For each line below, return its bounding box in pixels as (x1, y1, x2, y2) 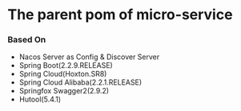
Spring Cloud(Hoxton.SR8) (18, 69, 107, 79)
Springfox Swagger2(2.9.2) (18, 86, 110, 96)
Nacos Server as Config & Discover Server (18, 52, 160, 61)
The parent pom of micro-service (7, 6, 233, 24)
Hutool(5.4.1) (18, 94, 62, 105)
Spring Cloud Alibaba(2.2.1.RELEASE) (18, 77, 143, 87)
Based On (7, 34, 46, 46)
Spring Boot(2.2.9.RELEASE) (18, 61, 113, 70)
